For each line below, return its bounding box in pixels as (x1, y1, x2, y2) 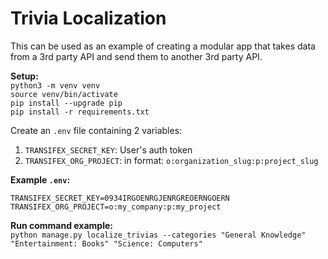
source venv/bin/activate (10, 89, 118, 99)
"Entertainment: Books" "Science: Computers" (10, 238, 203, 249)
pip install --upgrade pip (10, 98, 123, 108)
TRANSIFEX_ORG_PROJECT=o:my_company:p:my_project (10, 202, 222, 212)
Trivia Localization (10, 7, 167, 30)
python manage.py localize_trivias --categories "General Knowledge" (10, 230, 307, 240)
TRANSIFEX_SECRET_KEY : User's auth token (24, 143, 193, 156)
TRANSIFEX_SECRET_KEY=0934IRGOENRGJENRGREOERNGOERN (10, 193, 230, 203)
